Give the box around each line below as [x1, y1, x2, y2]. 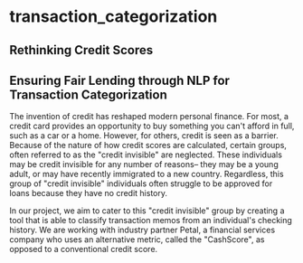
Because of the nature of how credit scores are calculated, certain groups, [9, 140, 288, 151]
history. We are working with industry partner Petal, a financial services [9, 224, 276, 236]
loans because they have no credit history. [9, 188, 168, 199]
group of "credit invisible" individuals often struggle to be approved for [9, 178, 273, 189]
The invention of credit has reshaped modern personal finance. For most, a [9, 111, 289, 122]
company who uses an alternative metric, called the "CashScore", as [9, 234, 265, 245]
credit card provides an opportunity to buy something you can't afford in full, [9, 120, 295, 132]
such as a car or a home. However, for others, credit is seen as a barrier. [9, 130, 279, 141]
